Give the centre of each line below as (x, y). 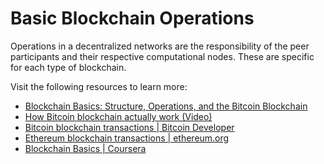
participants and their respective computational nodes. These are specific (162, 56)
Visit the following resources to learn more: (99, 86)
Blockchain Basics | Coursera (85, 148)
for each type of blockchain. (68, 67)
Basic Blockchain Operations (132, 18)
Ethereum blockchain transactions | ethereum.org (127, 138)
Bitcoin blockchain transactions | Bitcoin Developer (129, 127)
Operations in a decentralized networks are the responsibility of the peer (160, 46)
